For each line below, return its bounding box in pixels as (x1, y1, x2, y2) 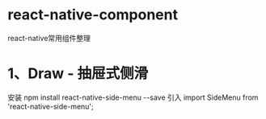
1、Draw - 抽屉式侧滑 (7, 64, 149, 83)
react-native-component (7, 6, 179, 24)
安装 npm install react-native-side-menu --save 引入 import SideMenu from (7, 92, 259, 102)
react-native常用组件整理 (7, 33, 91, 43)
